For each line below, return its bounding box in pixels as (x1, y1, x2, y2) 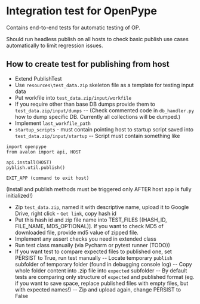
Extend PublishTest (14, 75, 62, 82)
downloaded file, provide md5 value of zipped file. (14, 229, 139, 236)
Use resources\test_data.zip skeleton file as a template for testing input (14, 81, 194, 88)
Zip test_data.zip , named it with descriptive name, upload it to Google (14, 203, 189, 210)
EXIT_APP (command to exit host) (6, 175, 90, 181)
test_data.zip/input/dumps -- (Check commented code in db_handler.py (14, 106, 195, 114)
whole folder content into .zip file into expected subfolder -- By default (14, 267, 187, 274)
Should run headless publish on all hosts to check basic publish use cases (6, 35, 189, 42)
